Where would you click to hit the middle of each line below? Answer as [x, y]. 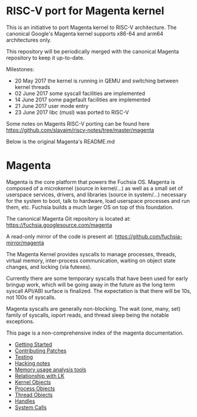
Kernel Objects [33, 382]
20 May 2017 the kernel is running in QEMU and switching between [96, 81]
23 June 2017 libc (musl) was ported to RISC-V [72, 112]
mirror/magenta [25, 243]
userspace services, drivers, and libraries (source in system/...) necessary [96, 195]
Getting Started [33, 344]
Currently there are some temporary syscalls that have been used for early [97, 278]
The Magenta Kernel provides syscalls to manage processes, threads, [91, 254]
